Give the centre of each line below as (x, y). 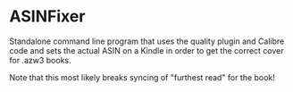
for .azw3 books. (40, 60)
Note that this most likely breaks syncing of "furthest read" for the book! (142, 77)
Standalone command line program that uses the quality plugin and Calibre (147, 41)
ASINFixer (47, 17)
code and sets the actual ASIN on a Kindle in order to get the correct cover (146, 50)
